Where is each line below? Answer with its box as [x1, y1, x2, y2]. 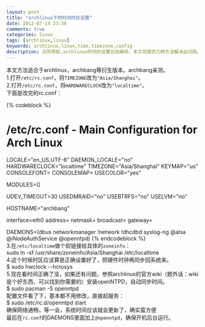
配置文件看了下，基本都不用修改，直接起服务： [6, 292, 124, 299]
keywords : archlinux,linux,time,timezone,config [6, 43, 133, 50]
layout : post [6, 9, 40, 15]
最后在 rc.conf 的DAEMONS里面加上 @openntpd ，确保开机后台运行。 [6, 314, 174, 321]
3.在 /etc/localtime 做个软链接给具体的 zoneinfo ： [6, 242, 130, 249]
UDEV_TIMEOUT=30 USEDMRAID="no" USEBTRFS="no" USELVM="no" [6, 193, 188, 200]
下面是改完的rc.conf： [6, 89, 62, 97]
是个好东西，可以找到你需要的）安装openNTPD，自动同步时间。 [6, 277, 168, 285]
